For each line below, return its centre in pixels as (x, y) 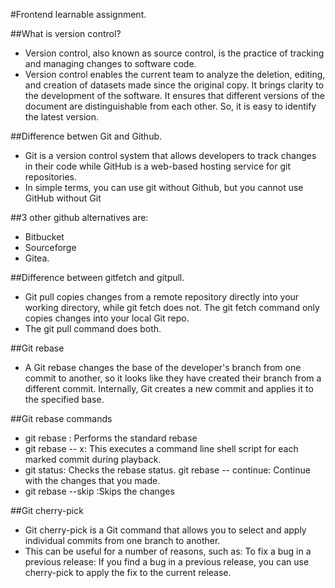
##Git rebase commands (61, 418)
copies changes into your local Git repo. (107, 318)
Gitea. (37, 258)
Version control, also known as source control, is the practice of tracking (174, 53)
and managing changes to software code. (110, 63)
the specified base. (64, 399)
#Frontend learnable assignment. (78, 14)
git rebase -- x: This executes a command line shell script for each (161, 448)
